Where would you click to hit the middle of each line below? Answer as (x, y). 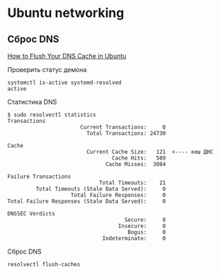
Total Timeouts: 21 (132, 183)
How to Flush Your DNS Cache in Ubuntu (67, 56)
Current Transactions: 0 (123, 127)
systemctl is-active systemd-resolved (64, 83)
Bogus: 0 (147, 232)
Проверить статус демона (47, 70)
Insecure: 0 (142, 226)
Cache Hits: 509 (139, 158)
